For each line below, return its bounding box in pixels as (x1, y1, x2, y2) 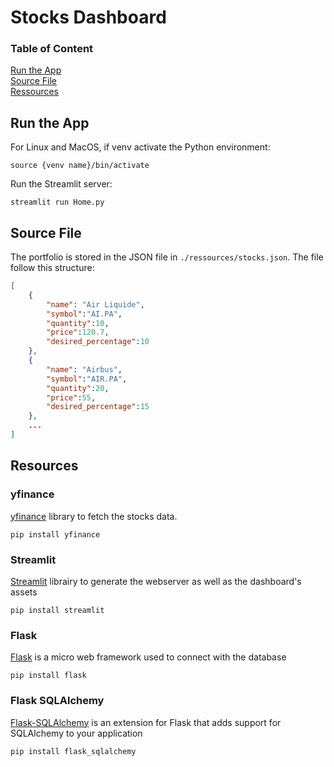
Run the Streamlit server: (10, 178, 113, 190)
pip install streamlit (10, 605, 105, 615)
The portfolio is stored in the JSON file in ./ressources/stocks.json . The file (10, 251, 324, 263)
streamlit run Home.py (10, 197, 105, 208)
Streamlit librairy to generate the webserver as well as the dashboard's (10, 575, 302, 587)
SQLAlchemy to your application (10, 727, 143, 739)
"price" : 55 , (46, 392, 97, 403)
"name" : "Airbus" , (46, 364, 123, 375)
